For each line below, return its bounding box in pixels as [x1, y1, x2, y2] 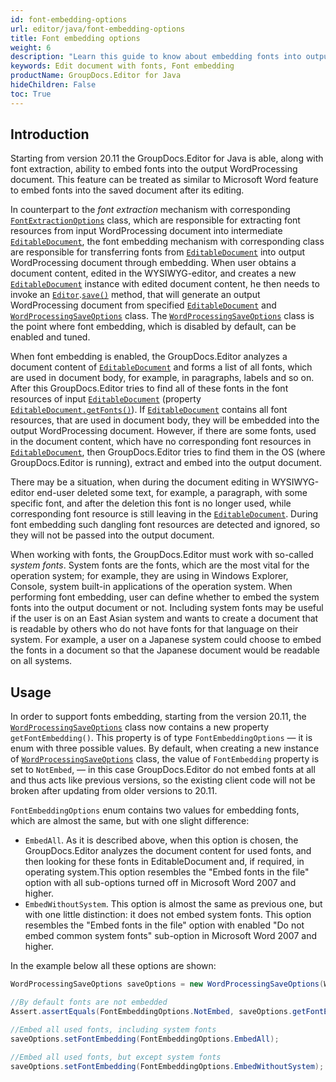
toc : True [10, 89, 52, 99]
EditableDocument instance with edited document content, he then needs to [10, 278, 320, 290]
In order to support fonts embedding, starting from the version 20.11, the [10, 711, 307, 723]
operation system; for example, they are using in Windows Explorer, [10, 570, 289, 582]
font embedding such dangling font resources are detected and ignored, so [10, 519, 321, 531]
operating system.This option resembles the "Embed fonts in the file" [24, 866, 310, 878]
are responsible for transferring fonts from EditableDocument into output [10, 246, 306, 258]
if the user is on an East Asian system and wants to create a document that [10, 612, 319, 625]
